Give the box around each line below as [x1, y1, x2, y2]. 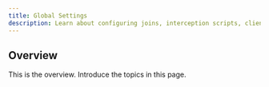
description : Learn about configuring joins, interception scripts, [8, 19, 242, 27]
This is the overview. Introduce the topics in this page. [8, 69, 187, 80]
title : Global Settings [8, 11, 88, 20]
